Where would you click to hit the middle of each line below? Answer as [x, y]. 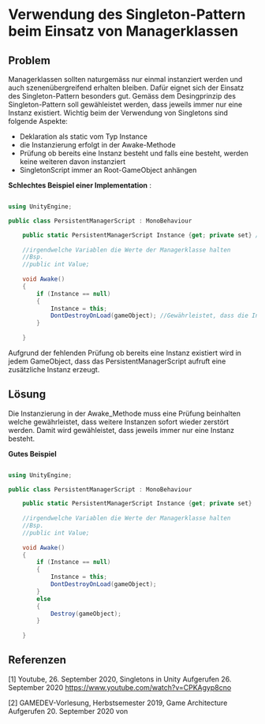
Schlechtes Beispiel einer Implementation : [80, 185]
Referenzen [37, 660]
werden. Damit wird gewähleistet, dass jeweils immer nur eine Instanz [121, 430]
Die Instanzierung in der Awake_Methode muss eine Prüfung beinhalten [125, 413]
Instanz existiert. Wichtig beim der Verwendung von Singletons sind [118, 113]
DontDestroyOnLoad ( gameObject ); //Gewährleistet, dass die [149, 316]
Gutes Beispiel [32, 453]
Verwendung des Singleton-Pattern [127, 15]
